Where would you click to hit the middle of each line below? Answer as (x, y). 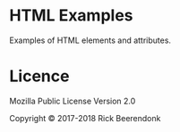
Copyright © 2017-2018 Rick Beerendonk (85, 118)
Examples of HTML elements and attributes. (90, 40)
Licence (39, 76)
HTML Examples (71, 16)
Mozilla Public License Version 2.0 (73, 101)
